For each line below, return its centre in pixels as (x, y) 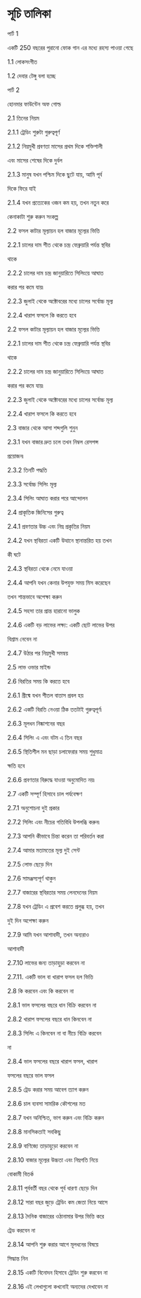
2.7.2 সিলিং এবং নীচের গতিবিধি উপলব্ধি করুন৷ (54, 821)
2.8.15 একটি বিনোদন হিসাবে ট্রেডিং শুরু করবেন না (58, 1272)
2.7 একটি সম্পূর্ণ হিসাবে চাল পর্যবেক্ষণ (45, 793)
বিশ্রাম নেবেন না (22, 638)
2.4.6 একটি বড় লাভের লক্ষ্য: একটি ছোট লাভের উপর (61, 624)
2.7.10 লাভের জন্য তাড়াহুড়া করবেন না (46, 962)
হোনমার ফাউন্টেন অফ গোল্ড (34, 103)
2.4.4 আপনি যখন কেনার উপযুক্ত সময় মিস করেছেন (59, 582)
